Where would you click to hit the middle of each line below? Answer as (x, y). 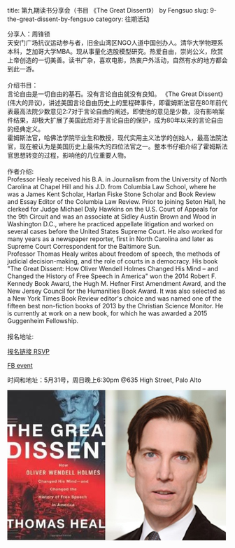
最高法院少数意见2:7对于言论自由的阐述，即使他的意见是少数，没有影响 (116, 111)
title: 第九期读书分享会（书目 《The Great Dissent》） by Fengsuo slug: (108, 10)
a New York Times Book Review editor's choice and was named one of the (115, 299)
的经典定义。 (26, 129)
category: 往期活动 (122, 19)
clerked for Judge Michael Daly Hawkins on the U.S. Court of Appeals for (113, 209)
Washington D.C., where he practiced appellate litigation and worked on (111, 224)
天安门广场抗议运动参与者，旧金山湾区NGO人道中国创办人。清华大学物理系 (115, 43)
